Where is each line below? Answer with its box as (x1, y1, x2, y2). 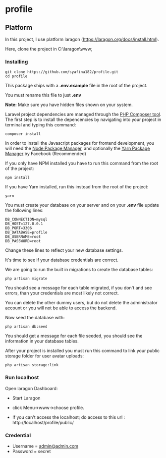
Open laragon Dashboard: (5, 385, 58, 391)
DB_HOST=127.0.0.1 (5, 222, 43, 227)
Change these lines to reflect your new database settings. (5, 247, 123, 253)
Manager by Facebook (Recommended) (5, 151, 87, 157)
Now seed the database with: (5, 315, 65, 321)
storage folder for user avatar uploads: (5, 353, 84, 359)
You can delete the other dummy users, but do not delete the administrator (5, 300, 158, 306)
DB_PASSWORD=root (5, 239, 41, 244)
